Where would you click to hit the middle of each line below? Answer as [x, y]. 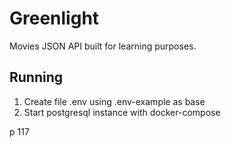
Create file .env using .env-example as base [114, 101]
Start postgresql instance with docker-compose [122, 112]
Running [36, 77]
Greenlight [54, 18]
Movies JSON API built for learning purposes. [103, 46]
